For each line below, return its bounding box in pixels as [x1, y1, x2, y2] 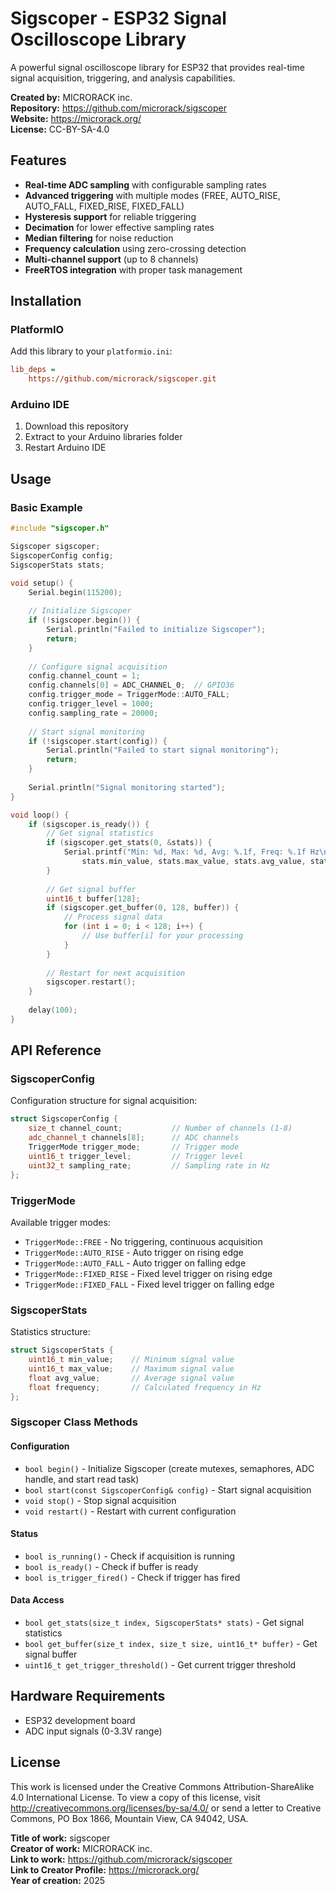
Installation [10, 293, 82, 310]
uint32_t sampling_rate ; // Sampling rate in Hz [28, 1160, 271, 1171]
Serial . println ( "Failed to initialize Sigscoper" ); [46, 625, 267, 635]
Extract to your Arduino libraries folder [24, 431, 183, 443]
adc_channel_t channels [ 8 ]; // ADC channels [28, 1133, 240, 1143]
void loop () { [10, 810, 70, 820]
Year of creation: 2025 [10, 1874, 106, 1886]
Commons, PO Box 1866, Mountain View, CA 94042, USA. [10, 1812, 249, 1824]
